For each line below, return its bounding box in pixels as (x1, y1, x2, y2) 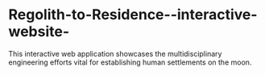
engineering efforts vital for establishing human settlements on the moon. (8, 57, 252, 67)
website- (8, 22, 70, 41)
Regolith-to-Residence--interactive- (8, 6, 258, 24)
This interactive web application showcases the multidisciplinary (8, 49, 222, 58)
